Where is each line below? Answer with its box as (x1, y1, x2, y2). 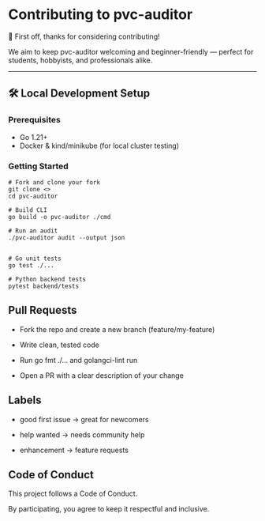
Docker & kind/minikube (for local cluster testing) (19, 141, 180, 150)
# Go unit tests (8, 255, 62, 262)
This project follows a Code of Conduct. (8, 489, 138, 499)
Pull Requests (8, 304, 77, 317)
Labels (8, 394, 42, 407)
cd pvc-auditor (8, 192, 58, 200)
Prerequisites (8, 115, 61, 126)
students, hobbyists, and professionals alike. (8, 55, 153, 65)
